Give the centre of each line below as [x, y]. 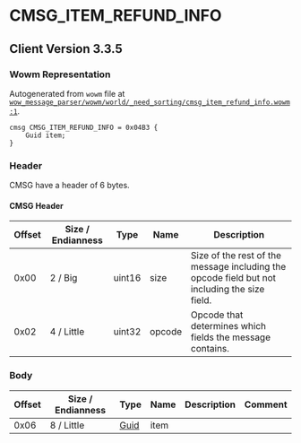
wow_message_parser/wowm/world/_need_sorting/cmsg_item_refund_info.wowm [150, 102]
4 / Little [67, 332]
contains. [211, 349]
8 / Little [67, 425]
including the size [228, 290]
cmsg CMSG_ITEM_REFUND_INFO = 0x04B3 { [84, 127]
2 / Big [64, 278]
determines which [229, 326]
